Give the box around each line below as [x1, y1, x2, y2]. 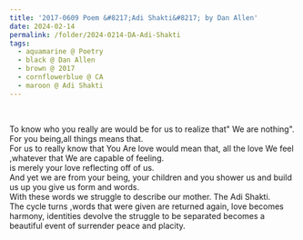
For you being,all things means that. [9, 133, 144, 144]
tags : [9, 38, 30, 48]
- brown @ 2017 [17, 65, 76, 74]
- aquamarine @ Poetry [17, 47, 104, 56]
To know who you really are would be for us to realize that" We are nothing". [9, 124, 295, 135]
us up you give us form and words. [9, 181, 140, 192]
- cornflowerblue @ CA [17, 73, 104, 82]
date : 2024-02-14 [9, 22, 76, 31]
